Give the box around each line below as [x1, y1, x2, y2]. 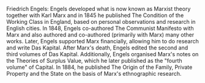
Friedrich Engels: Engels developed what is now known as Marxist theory [6, 5, 191, 12]
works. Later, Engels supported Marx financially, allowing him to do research [6, 38, 199, 45]
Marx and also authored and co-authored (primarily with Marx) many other [6, 31, 195, 38]
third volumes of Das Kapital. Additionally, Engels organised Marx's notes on [6, 51, 199, 57]
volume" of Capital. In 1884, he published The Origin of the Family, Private [6, 63, 193, 71]
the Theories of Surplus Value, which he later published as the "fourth [6, 57, 182, 64]
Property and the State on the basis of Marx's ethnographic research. [6, 70, 182, 77]
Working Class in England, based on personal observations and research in [6, 18, 196, 25]
